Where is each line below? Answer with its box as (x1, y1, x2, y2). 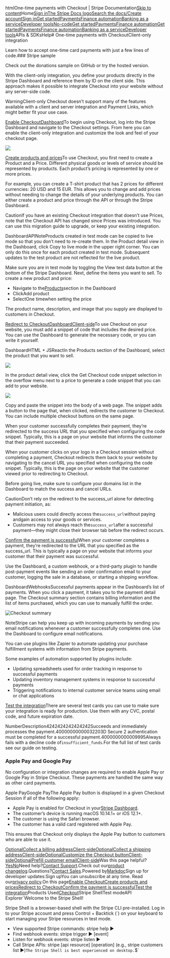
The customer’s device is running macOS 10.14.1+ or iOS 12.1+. (12, 810, 143, 816)
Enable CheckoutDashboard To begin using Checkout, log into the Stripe (5, 119, 156, 125)
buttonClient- (115, 852, 143, 858)
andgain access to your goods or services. (12, 517, 103, 522)
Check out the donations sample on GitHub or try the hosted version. (5, 63, 150, 68)
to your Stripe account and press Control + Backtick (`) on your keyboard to (5, 910, 163, 916)
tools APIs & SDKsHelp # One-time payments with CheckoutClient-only (5, 32, 151, 38)
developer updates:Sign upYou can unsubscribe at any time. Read (5, 874, 143, 880)
